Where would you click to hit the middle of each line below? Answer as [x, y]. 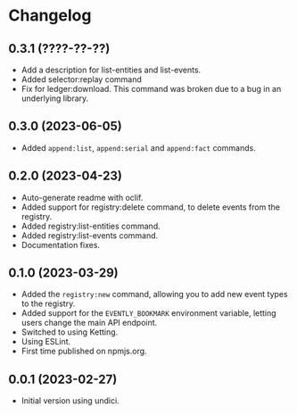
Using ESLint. [46, 342]
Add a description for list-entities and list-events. [111, 70]
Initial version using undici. [70, 401]
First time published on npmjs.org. [84, 351]
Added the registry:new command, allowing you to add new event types [154, 295]
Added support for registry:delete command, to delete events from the [150, 207]
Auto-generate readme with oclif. [82, 197]
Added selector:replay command [81, 79]
